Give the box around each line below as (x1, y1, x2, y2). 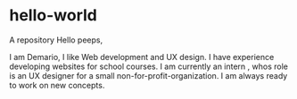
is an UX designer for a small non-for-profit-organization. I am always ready (9, 70, 288, 80)
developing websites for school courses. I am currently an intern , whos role (9, 61, 288, 72)
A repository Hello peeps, (9, 34, 103, 45)
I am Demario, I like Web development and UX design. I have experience (9, 51, 275, 62)
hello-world (9, 5, 98, 26)
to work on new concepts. (9, 80, 105, 90)
